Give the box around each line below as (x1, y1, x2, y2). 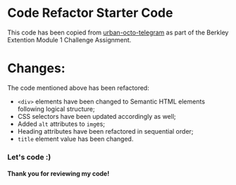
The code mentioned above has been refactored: (7, 83, 149, 92)
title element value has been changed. (17, 134, 134, 143)
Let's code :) (7, 152, 51, 162)
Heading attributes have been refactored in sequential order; (17, 127, 194, 135)
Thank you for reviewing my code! (7, 170, 110, 178)
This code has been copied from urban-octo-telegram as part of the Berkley (7, 28, 229, 37)
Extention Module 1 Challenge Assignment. (7, 35, 132, 44)
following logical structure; (17, 104, 95, 113)
